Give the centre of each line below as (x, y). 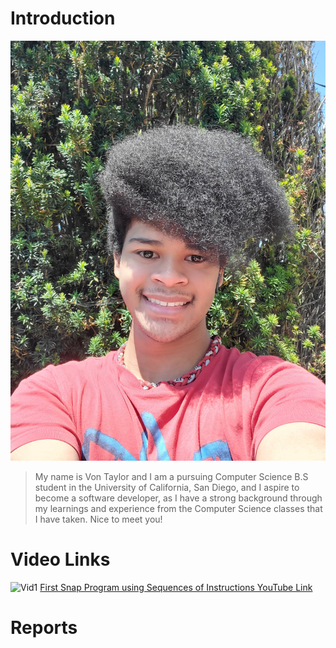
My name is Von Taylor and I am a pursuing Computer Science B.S (171, 476)
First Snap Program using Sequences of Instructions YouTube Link (176, 587)
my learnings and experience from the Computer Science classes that (178, 508)
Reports (44, 628)
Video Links (60, 559)
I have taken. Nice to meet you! (98, 519)
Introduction (63, 18)
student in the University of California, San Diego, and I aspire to (167, 487)
